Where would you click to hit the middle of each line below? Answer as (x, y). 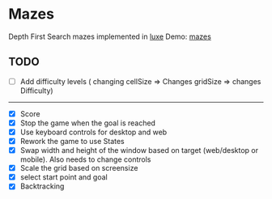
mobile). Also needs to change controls (85, 159)
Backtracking (42, 186)
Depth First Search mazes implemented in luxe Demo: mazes (110, 36)
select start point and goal (64, 177)
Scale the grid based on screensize (79, 168)
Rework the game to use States (72, 141)
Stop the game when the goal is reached (88, 123)
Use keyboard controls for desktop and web (93, 132)
